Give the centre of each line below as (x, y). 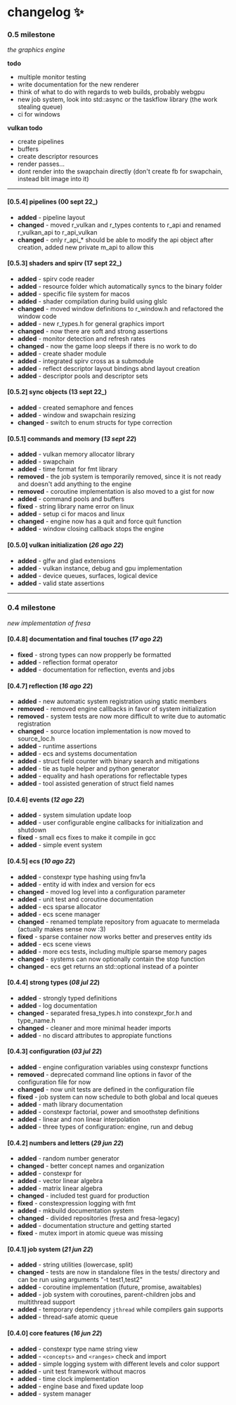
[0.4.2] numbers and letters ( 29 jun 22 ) (66, 1143)
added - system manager (54, 1393)
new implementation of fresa (49, 623)
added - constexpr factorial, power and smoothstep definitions (109, 1112)
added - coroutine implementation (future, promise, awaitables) (110, 1287)
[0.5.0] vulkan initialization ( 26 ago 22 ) (66, 544)
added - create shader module (62, 353)
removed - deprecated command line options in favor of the (104, 1075)
